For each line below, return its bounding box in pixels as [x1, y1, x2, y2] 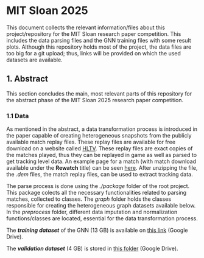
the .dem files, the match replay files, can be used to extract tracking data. [6, 171, 193, 178]
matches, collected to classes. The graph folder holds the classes [6, 195, 172, 203]
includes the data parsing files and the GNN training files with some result [6, 37, 192, 44]
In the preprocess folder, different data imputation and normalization [6, 208, 178, 216]
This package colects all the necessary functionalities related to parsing [6, 189, 187, 197]
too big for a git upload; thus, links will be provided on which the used [6, 49, 181, 57]
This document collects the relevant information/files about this [6, 24, 166, 31]
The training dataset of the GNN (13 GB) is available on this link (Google [6, 226, 188, 234]
